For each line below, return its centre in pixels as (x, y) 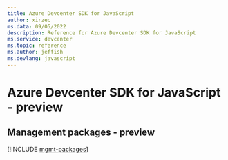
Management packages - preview (81, 133)
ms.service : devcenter (40, 39)
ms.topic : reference (37, 46)
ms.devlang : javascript (41, 59)
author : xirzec (29, 20)
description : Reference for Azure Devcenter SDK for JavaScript (102, 33)
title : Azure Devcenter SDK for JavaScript (71, 13)
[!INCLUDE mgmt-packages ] (48, 149)
